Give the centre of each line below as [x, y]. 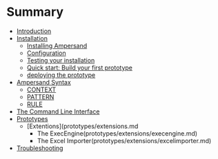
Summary [35, 12]
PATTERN [40, 96]
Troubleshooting [40, 148]
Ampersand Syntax [44, 82]
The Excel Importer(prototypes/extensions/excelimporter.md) [124, 140]
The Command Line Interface [58, 112]
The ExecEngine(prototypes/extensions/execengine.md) [117, 133]
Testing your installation [61, 60]
